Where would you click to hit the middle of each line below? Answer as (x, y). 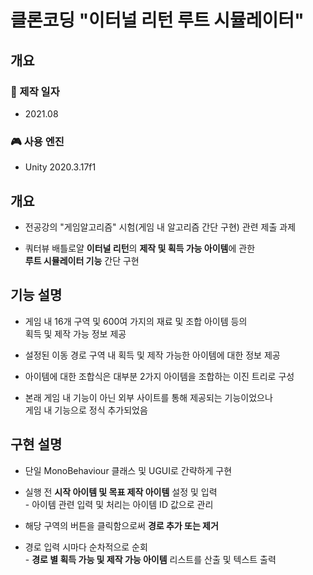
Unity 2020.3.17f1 (60, 167)
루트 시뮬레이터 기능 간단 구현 (82, 260)
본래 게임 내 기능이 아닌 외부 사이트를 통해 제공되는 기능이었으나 (148, 397)
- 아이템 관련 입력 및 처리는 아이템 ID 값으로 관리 (119, 504)
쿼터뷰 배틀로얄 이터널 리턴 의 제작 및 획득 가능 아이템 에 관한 (140, 248)
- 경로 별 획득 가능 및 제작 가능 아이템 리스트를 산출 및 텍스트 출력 (150, 559)
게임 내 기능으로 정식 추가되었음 (86, 410)
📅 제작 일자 (35, 91)
